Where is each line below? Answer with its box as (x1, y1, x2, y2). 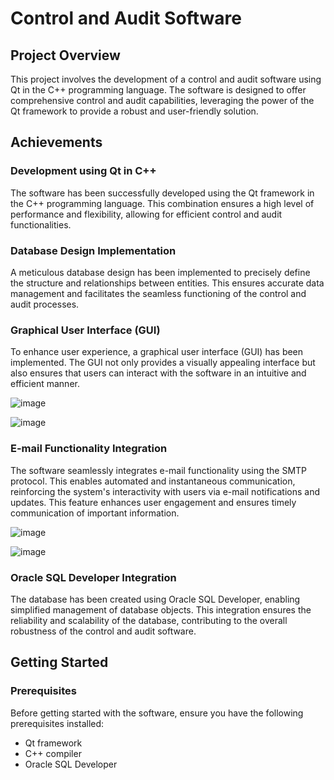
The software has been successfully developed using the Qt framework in (10, 187, 315, 199)
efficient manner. (10, 378, 80, 390)
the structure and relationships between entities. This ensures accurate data (10, 277, 325, 289)
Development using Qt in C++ (10, 164, 157, 178)
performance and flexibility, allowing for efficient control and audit (10, 208, 283, 220)
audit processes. (10, 298, 80, 310)
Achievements (10, 134, 103, 151)
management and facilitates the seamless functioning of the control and (10, 287, 307, 299)
